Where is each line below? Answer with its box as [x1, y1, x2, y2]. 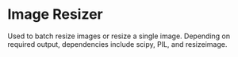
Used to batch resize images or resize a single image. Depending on [7, 31, 231, 41]
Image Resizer [7, 5, 104, 23]
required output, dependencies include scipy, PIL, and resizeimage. [7, 39, 228, 48]
